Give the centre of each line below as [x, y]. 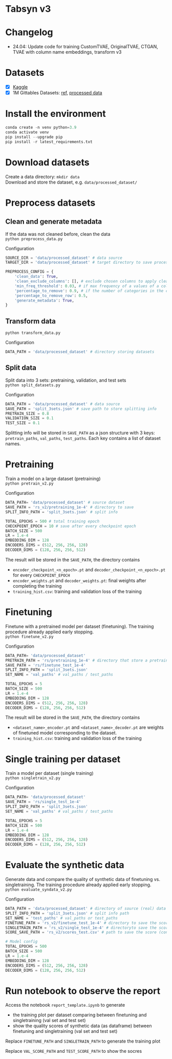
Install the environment [56, 114]
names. [13, 444]
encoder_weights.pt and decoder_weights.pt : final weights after [79, 581]
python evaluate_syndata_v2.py [39, 890]
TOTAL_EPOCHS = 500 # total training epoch [52, 521]
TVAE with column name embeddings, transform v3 [67, 52]
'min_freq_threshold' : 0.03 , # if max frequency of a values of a [87, 286]
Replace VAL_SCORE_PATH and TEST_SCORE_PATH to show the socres [74, 1051]
